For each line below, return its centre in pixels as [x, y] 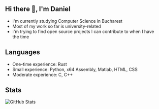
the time [21, 36]
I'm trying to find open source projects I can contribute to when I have [83, 31]
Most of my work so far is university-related [57, 26]
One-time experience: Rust [40, 64]
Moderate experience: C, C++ [42, 74]
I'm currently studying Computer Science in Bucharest [67, 21]
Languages [23, 52]
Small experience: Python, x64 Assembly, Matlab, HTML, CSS [75, 69]
